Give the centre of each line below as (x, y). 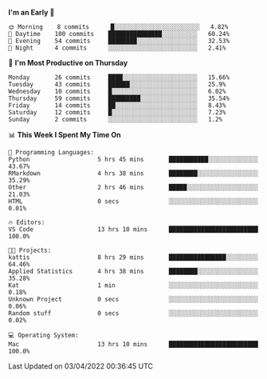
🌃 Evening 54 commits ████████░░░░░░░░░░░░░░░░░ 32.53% (119, 41)
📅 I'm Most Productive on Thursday (68, 63)
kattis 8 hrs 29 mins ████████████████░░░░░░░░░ (133, 257)
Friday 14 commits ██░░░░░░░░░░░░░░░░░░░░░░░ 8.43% (117, 106)
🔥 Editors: (27, 222)
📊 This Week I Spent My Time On (65, 135)
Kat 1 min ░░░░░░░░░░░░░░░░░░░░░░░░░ (133, 285)
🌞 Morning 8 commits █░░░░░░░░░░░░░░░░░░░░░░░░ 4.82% (118, 27)
